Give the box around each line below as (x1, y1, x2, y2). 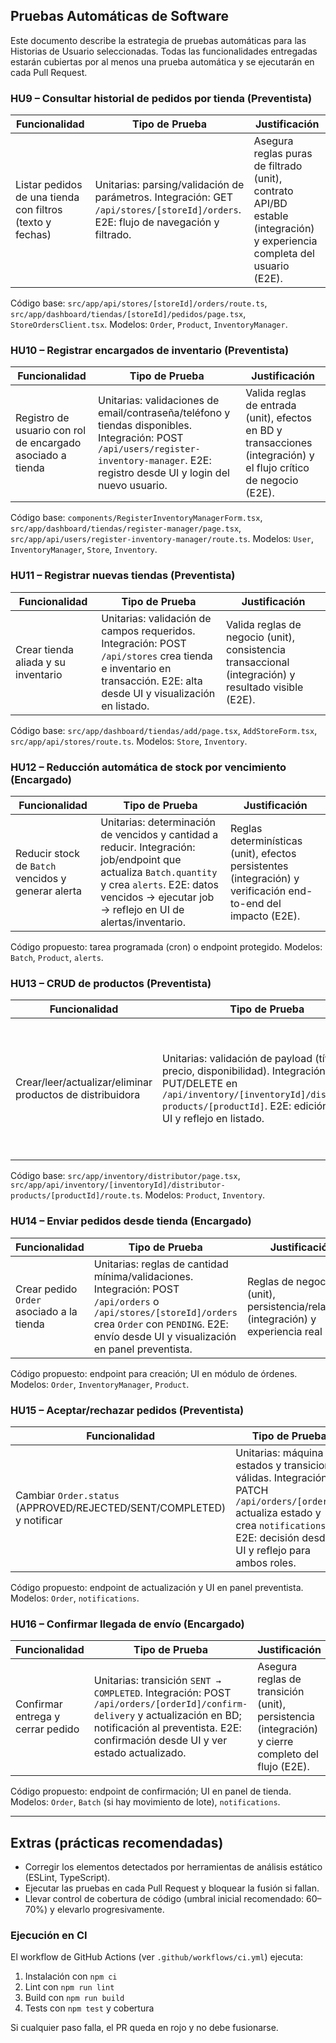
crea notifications (235, 1518, 327, 1532)
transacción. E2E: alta (101, 674, 203, 688)
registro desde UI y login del (98, 466, 230, 480)
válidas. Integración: (235, 1470, 331, 1484)
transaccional (226, 655, 290, 669)
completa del (253, 247, 315, 261)
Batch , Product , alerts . (10, 952, 104, 963)
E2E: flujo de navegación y (94, 215, 220, 229)
